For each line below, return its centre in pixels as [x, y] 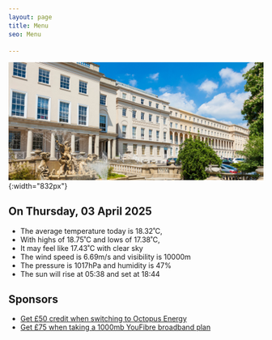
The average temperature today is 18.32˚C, [91, 231]
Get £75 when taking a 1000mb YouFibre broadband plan [115, 327]
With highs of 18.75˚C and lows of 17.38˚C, [90, 240]
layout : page [30, 17]
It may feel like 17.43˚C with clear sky [81, 248]
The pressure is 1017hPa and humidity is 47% [96, 265]
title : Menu [28, 25]
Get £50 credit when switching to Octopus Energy [104, 319]
